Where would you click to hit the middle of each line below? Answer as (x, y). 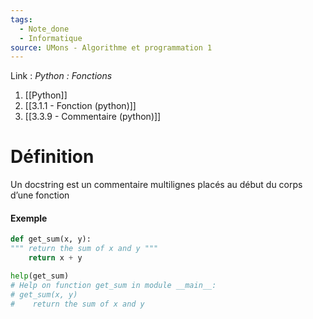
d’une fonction (40, 195)
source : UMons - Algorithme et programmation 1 (111, 47)
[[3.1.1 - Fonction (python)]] (80, 106)
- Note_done (44, 29)
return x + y (55, 258)
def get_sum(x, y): (51, 239)
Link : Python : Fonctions (61, 76)
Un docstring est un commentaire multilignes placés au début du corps (156, 185)
